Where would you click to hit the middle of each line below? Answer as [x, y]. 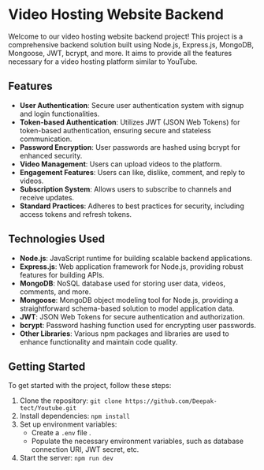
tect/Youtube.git [48, 408]
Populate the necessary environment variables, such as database [138, 441]
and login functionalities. [59, 114]
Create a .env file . [61, 433]
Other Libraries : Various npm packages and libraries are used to [125, 334]
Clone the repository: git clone [71, 401]
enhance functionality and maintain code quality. [99, 341]
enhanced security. [51, 155]
